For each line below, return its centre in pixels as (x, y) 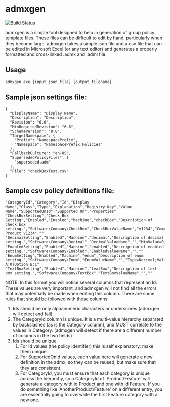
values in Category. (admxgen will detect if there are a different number (87, 330)
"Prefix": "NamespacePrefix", (46, 140)
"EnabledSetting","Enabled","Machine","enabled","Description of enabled (85, 247)
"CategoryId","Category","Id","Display (47, 202)
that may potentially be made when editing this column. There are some (80, 294)
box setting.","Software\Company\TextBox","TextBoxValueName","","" (79, 273)
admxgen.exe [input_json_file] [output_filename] (59, 82)
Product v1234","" (25, 233)
